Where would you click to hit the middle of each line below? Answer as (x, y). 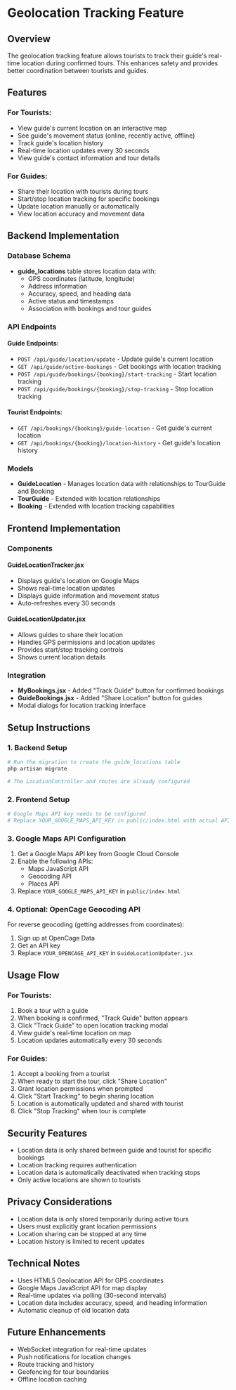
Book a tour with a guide (53, 1010)
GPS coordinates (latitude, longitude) (81, 278)
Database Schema (39, 256)
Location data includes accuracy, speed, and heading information (112, 1303)
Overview (29, 39)
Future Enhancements (57, 1332)
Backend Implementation (63, 236)
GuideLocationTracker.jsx (46, 565)
